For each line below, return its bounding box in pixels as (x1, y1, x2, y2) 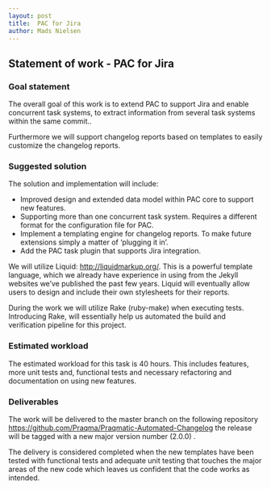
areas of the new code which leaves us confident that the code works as (8, 464, 250, 474)
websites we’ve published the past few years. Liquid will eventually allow (8, 279, 250, 289)
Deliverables (8, 396, 59, 407)
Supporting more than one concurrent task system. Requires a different (19, 211, 257, 222)
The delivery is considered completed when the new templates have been (8, 447, 254, 457)
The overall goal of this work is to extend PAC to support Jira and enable (8, 99, 249, 109)
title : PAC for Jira (8, 19, 81, 27)
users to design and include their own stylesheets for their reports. (8, 287, 230, 297)
